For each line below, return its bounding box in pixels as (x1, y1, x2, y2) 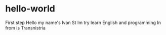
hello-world (5, 3, 56, 14)
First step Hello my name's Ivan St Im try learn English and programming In (5, 19, 161, 25)
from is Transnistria (5, 24, 46, 30)
